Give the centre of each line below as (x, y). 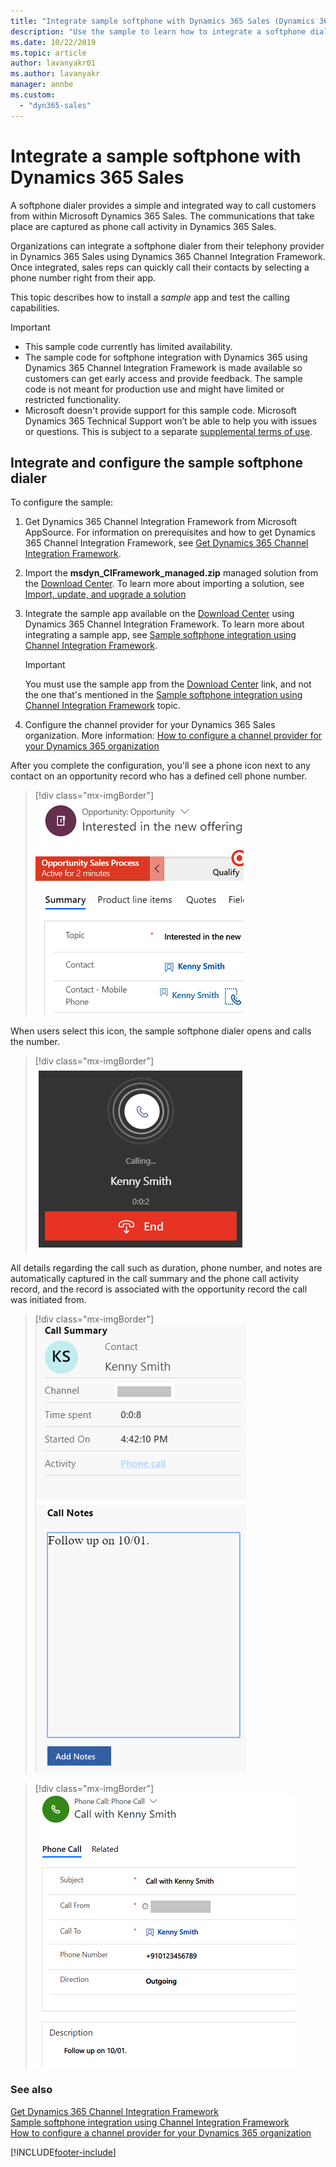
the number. (35, 1042)
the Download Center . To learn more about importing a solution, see (164, 584)
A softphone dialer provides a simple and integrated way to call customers (163, 205)
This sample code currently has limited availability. (128, 346)
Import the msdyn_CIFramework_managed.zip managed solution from (171, 573)
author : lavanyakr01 (53, 63)
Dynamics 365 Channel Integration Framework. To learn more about (164, 624)
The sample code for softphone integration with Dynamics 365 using (166, 357)
